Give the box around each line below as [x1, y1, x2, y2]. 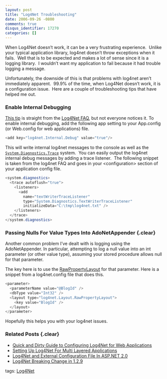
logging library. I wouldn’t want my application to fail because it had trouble [5, 61, 161, 66]
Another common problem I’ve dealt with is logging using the [5, 241, 131, 247]
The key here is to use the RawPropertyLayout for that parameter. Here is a [5, 266, 160, 272]
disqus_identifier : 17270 [5, 26, 59, 31]
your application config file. [5, 166, 61, 172]
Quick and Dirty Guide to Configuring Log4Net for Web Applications [12, 342, 152, 348]
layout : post [5, 7, 32, 13]
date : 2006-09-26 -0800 [5, 17, 55, 22]
